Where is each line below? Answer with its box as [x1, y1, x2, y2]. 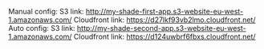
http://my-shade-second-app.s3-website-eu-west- [76, 24, 246, 32]
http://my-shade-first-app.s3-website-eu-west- [85, 7, 244, 16]
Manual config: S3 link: [8, 7, 84, 16]
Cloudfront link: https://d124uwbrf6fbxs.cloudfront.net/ [73, 32, 256, 41]
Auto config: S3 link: [8, 24, 75, 32]
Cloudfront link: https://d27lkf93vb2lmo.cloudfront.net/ [73, 15, 256, 24]
